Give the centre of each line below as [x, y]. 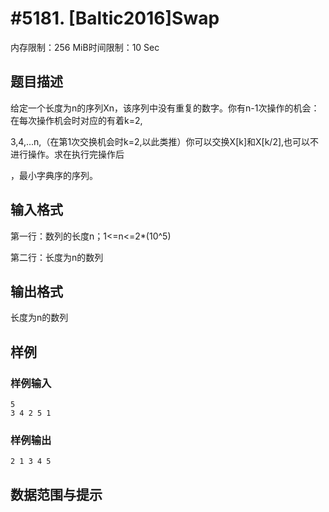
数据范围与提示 [56, 494]
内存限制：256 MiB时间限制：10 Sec [85, 47]
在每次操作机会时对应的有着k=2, [76, 120]
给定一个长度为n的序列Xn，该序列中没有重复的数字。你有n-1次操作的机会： [165, 108]
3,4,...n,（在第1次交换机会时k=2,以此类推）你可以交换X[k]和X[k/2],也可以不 [165, 141]
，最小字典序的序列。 [54, 175]
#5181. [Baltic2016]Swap [115, 18]
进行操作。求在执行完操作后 [67, 154]
